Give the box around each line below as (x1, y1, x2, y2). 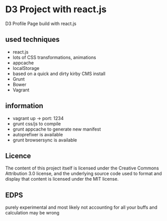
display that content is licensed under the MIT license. (5, 176, 119, 182)
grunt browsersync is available (12, 137, 77, 143)
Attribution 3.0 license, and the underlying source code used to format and (5, 170, 162, 177)
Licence (5, 152, 32, 160)
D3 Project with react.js (5, 4, 107, 15)
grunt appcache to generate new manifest (12, 126, 101, 132)
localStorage (12, 65, 40, 71)
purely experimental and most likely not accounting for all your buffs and (5, 204, 158, 210)
